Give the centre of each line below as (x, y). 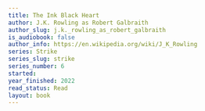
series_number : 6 (36, 66)
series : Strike (33, 52)
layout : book (29, 95)
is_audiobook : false (42, 37)
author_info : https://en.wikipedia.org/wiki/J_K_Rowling (103, 45)
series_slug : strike (42, 59)
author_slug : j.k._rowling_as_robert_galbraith (87, 30)
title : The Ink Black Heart (54, 15)
